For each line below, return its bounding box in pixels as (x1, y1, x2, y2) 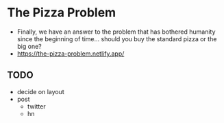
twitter (27, 102, 46, 111)
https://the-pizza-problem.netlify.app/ (16, 49, 125, 58)
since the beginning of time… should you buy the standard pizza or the (16, 34, 217, 43)
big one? (16, 42, 42, 50)
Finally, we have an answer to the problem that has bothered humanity (16, 27, 216, 36)
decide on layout (16, 87, 65, 96)
